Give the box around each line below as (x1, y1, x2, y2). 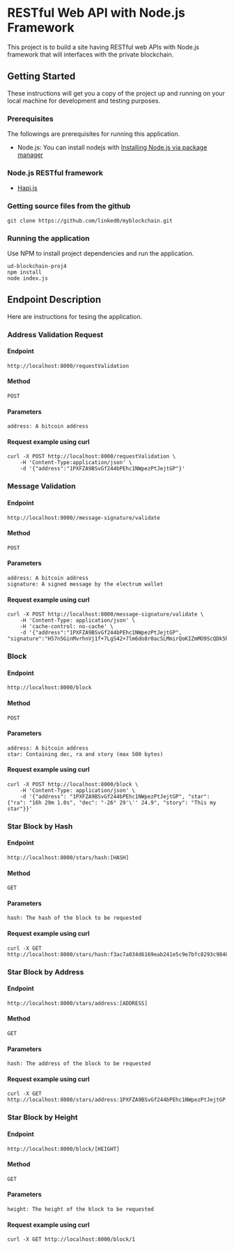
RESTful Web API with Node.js (7, 5, 186, 21)
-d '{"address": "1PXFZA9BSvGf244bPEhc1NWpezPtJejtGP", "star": (19, 793, 210, 800)
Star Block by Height (7, 1113, 78, 1122)
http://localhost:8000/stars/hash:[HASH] (7, 854, 130, 861)
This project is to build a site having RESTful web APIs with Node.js (7, 43, 200, 51)
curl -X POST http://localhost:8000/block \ (7, 780, 139, 788)
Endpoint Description (7, 294, 102, 306)
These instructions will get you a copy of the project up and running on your (7, 89, 225, 97)
